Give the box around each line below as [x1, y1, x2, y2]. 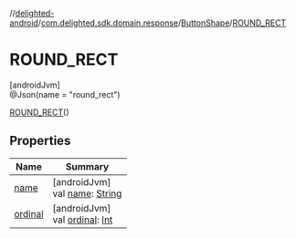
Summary [65, 160, 110, 172]
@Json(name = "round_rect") [9, 88, 121, 99]
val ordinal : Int [52, 213, 113, 226]
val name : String [52, 187, 122, 200]
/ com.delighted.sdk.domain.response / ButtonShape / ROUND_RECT [37, 17, 287, 28]
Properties [9, 133, 71, 149]
